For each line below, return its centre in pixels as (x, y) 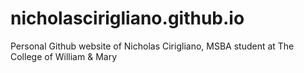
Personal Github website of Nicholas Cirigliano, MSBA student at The (152, 46)
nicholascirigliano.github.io (127, 18)
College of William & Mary (64, 56)
